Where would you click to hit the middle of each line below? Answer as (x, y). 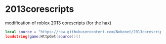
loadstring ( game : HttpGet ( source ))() (43, 36)
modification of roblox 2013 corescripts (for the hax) (58, 23)
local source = (21, 32)
